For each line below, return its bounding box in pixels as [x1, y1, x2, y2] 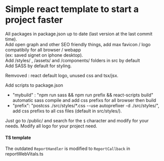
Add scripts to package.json [5, 82, 64, 88]
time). [5, 36, 18, 42]
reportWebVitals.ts [5, 151, 44, 157]
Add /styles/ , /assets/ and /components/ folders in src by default [5, 57, 140, 63]
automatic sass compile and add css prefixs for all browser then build [12, 97, 156, 103]
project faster [5, 14, 63, 26]
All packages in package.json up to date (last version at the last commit [5, 31, 153, 37]
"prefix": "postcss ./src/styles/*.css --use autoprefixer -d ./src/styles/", [12, 102, 159, 108]
